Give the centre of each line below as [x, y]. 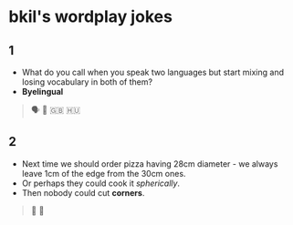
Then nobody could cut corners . [83, 192]
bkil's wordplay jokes [90, 17]
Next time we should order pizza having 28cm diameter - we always [150, 164]
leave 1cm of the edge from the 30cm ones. [104, 173]
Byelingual [42, 92]
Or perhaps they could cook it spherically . [100, 183]
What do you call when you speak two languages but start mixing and [153, 72]
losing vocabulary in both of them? [87, 82]
